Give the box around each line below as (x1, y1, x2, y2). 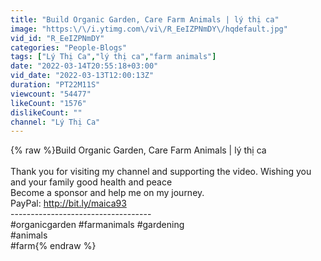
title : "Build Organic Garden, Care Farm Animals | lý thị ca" (10, 14, 280, 25)
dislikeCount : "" (10, 107, 83, 118)
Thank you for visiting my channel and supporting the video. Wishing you (10, 166, 312, 178)
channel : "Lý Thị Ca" (10, 117, 101, 127)
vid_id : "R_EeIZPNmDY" (10, 33, 105, 43)
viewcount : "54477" (10, 89, 92, 99)
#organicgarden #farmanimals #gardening (10, 219, 185, 231)
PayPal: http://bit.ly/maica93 (10, 197, 127, 210)
